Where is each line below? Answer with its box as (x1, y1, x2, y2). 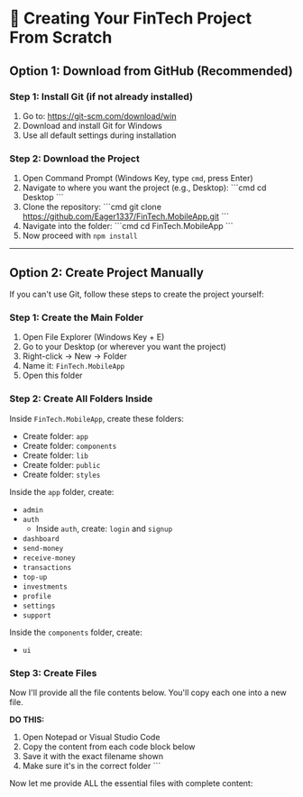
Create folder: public (22, 459, 101, 470)
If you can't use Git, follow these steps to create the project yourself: (9, 289, 264, 299)
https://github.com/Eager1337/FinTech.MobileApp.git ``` (22, 211, 230, 222)
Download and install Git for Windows (22, 120, 162, 131)
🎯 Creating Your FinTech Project (9, 8, 252, 29)
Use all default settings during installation (22, 130, 177, 141)
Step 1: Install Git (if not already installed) (9, 90, 194, 103)
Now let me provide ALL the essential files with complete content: (9, 777, 253, 788)
